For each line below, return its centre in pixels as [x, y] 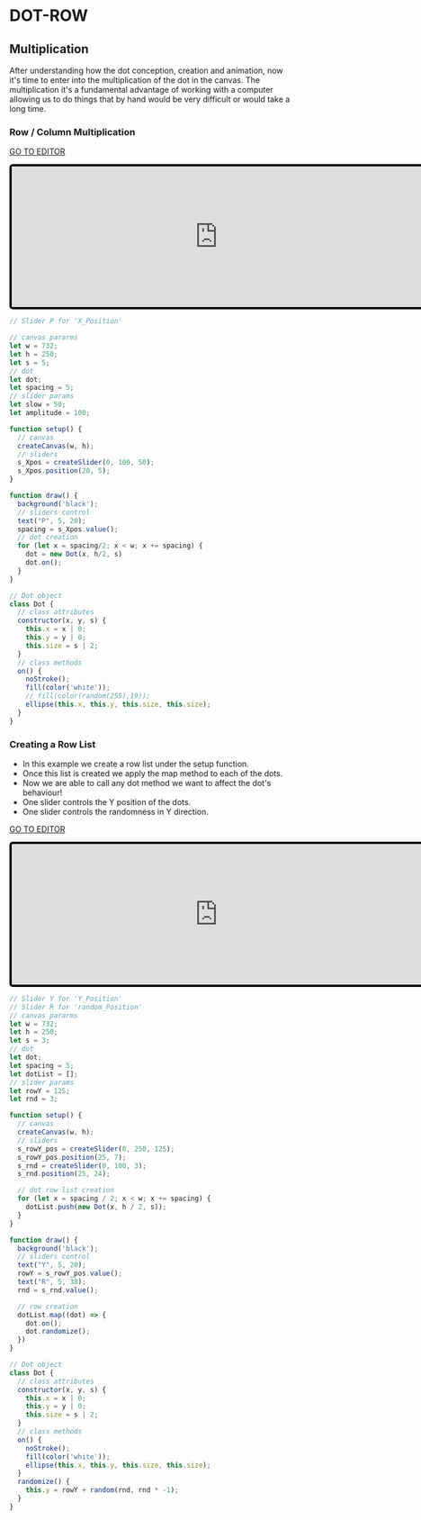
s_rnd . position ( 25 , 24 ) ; [64, 1174]
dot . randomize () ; [58, 1332]
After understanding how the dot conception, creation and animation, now [146, 70]
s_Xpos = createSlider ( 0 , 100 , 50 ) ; [86, 463]
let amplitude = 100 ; [50, 413]
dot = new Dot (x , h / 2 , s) [74, 555]
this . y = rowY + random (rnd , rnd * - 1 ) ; [102, 1490]
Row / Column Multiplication [72, 131]
